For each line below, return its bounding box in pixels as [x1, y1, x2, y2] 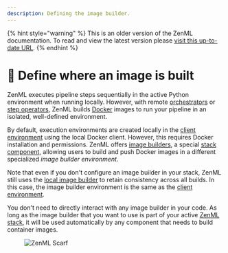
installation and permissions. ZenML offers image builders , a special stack [7, 140, 217, 148]
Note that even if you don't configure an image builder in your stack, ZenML [7, 168, 222, 176]
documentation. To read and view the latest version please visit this [7, 36, 198, 45]
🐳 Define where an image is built [7, 67, 194, 83]
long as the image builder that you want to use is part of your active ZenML [7, 210, 220, 219]
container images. [7, 225, 58, 234]
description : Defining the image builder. [7, 10, 130, 17]
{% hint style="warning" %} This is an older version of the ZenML [7, 29, 194, 37]
